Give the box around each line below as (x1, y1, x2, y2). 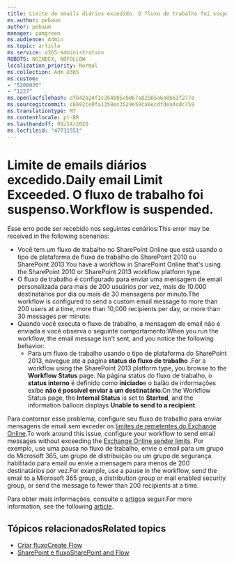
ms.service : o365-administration (7, 50, 104, 57)
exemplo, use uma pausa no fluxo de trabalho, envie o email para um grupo (7, 444, 224, 453)
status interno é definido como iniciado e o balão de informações (27, 379, 217, 387)
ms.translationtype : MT (7, 107, 77, 114)
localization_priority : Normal (7, 62, 98, 69)
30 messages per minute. (17, 312, 91, 321)
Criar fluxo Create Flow (17, 541, 82, 550)
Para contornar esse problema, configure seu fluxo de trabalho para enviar (7, 414, 222, 423)
